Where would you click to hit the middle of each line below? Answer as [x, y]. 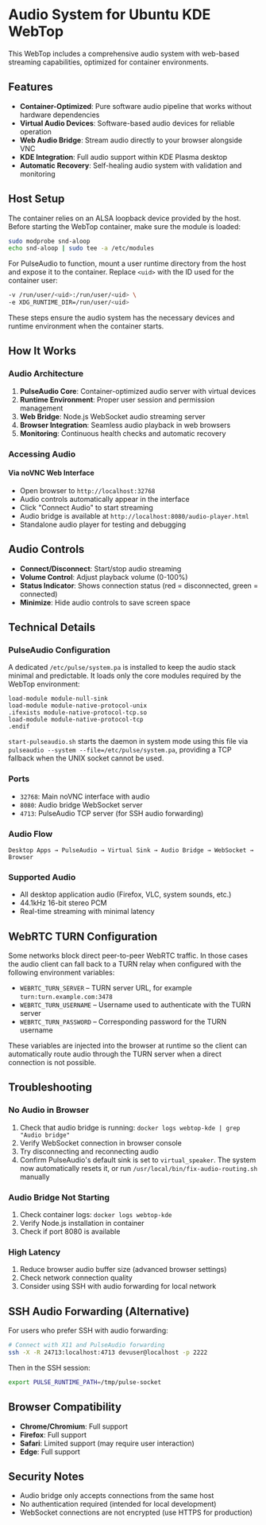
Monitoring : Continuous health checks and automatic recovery [123, 433]
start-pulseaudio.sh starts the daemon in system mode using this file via [128, 741]
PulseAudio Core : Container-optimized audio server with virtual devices [138, 391]
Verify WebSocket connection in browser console [101, 1142]
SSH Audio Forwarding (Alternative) [99, 1311]
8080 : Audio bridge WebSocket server [81, 804]
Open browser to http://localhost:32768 [87, 490]
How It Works [42, 351]
